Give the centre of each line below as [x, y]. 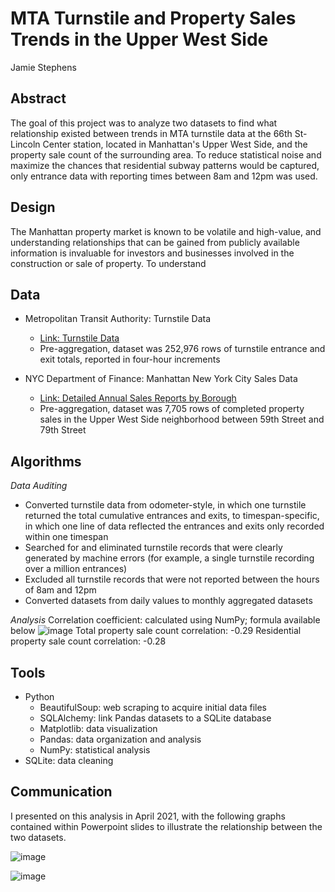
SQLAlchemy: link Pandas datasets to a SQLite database [155, 718]
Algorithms [46, 461]
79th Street [63, 430]
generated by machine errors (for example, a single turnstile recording [169, 558]
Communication [61, 792]
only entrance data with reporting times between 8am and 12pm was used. [164, 176]
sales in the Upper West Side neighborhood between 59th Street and [182, 419]
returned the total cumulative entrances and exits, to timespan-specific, [172, 516]
